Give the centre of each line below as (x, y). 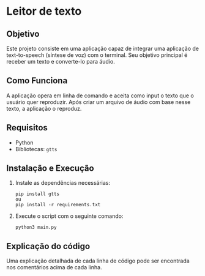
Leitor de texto (44, 11)
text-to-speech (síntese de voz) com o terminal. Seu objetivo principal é (97, 55)
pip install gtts (37, 194)
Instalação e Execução (50, 169)
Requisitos (27, 128)
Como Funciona (37, 81)
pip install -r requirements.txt (58, 205)
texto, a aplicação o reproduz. (44, 108)
